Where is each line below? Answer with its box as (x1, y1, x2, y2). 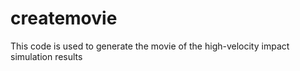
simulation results (10, 50, 83, 62)
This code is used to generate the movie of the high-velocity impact (10, 40, 290, 52)
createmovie (10, 7, 118, 30)
